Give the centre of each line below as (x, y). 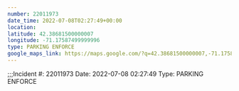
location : (22, 27)
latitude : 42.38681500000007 (51, 34)
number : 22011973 (33, 14)
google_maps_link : (34, 54)
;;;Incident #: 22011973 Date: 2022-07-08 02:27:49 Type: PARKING (106, 74)
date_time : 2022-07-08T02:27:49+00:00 (65, 21)
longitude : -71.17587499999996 (54, 41)
